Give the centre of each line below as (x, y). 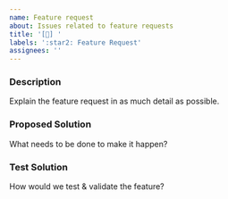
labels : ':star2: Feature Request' (76, 42)
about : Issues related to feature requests (92, 26)
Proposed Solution (51, 124)
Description (35, 82)
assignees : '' (36, 51)
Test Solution (39, 167)
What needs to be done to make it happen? (89, 144)
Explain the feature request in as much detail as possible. (114, 101)
